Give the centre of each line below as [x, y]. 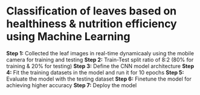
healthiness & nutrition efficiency [92, 24]
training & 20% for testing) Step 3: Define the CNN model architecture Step [100, 66]
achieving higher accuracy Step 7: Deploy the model [72, 85]
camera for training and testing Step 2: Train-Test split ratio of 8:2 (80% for [100, 60]
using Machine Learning [68, 37]
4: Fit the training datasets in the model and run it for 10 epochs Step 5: [95, 72]
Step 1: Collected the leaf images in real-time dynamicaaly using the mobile [100, 53]
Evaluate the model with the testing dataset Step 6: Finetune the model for [99, 79]
